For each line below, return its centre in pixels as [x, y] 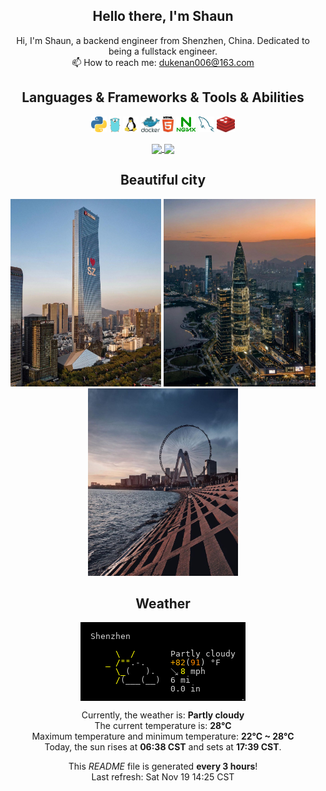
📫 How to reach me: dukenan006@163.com [163, 62]
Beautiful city [163, 180]
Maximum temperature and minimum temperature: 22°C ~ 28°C [163, 736]
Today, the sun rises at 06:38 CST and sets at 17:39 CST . [163, 747]
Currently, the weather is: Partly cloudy [163, 715]
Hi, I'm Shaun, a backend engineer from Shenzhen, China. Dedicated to [163, 40]
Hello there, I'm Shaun [163, 16]
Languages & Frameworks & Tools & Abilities [163, 97]
